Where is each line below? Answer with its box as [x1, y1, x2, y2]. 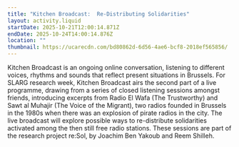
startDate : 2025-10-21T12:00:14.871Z [7, 24, 120, 31]
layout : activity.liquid [7, 17, 81, 24]
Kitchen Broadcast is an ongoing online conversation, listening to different [7, 64, 225, 71]
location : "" [7, 37, 46, 44]
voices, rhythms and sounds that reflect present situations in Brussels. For [7, 71, 226, 79]
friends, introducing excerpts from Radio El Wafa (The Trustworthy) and [7, 93, 218, 102]
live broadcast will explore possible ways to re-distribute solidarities [7, 116, 207, 125]
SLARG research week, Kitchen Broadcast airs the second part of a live [7, 78, 217, 86]
